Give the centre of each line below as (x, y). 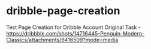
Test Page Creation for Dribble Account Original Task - (73, 27)
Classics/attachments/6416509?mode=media (62, 40)
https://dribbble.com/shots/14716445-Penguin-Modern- (75, 33)
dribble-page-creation (63, 11)
